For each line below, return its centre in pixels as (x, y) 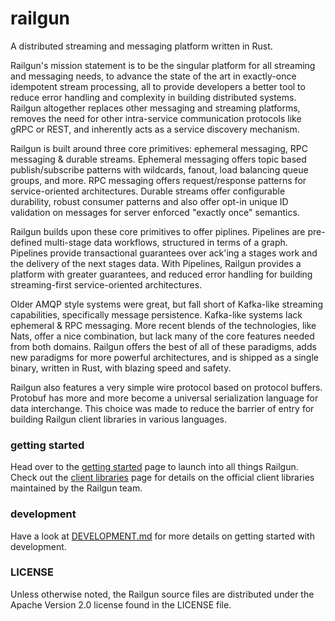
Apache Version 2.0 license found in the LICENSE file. (121, 604)
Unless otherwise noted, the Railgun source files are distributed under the (162, 594)
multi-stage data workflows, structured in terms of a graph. (166, 242)
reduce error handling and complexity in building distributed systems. (153, 97)
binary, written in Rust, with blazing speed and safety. (121, 368)
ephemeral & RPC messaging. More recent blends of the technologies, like (163, 325)
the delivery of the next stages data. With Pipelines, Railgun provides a (156, 263)
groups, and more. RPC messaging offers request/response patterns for (158, 180)
